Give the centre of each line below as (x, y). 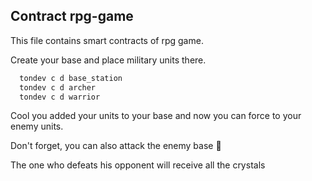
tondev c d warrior (60, 97)
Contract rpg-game (72, 16)
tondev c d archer (58, 87)
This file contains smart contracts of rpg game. (107, 40)
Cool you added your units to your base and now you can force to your (156, 116)
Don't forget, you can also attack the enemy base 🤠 (116, 146)
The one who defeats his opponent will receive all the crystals (138, 165)
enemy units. (37, 126)
